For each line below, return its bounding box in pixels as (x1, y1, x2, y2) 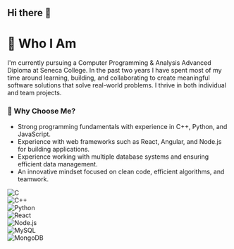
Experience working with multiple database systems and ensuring (17, 152, 209, 161)
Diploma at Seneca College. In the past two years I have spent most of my (7, 66, 222, 75)
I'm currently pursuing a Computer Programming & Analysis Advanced (7, 59, 211, 67)
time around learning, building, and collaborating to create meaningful (7, 73, 210, 82)
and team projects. (7, 89, 62, 97)
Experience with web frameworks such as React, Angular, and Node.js (17, 137, 222, 145)
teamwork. (17, 174, 49, 183)
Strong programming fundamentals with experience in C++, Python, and (17, 122, 228, 130)
